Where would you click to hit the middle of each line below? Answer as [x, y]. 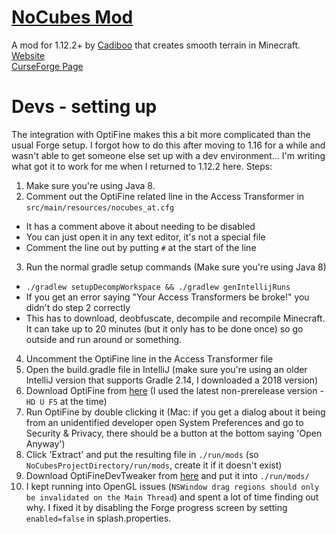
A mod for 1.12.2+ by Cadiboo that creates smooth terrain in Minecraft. [156, 45]
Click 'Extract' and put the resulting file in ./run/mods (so [142, 454]
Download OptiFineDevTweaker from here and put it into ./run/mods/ [167, 475]
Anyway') [45, 443]
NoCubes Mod [72, 17]
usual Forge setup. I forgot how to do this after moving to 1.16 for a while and [168, 145]
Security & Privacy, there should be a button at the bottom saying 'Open [174, 433]
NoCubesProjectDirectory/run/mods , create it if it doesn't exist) [154, 465]
